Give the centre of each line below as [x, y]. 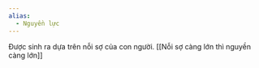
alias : [19, 16]
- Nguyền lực [38, 23]
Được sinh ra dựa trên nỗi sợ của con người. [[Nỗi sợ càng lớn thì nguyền [130, 46]
